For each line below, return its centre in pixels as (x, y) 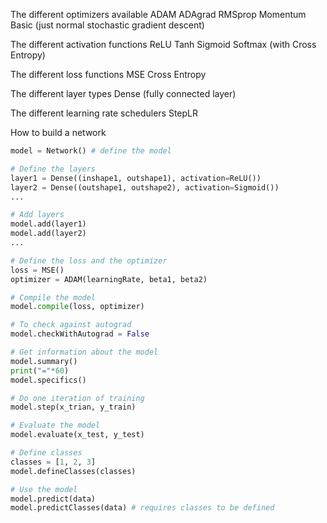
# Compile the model (53, 297)
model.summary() (44, 361)
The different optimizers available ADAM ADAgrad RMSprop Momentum (158, 14)
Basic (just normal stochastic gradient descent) (107, 25)
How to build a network (58, 132)
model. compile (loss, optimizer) (77, 307)
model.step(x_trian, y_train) (73, 407)
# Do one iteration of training (77, 398)
